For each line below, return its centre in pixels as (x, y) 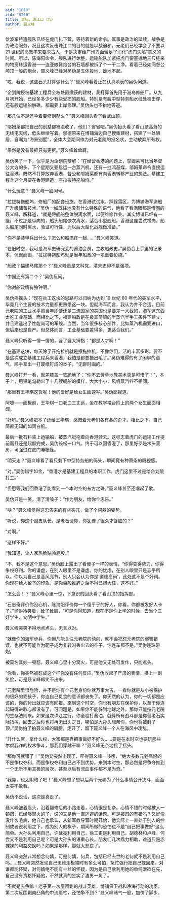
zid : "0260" (18, 15)
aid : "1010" (18, 10)
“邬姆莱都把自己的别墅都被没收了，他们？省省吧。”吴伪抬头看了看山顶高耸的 (84, 127)
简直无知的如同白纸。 (27, 426)
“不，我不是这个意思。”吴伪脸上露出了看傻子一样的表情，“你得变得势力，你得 (85, 564)
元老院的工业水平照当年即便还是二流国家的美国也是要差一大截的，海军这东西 (85, 311)
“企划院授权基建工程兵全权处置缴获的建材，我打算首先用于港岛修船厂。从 (82, 92)
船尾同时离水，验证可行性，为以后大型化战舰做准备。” (65, 227)
